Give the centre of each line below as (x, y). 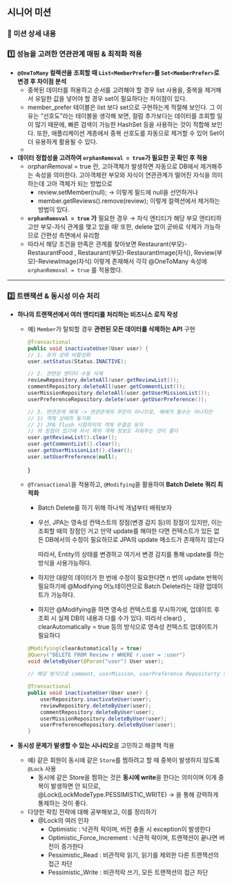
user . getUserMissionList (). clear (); (80, 451)
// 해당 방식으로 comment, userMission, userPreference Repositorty (124, 674)
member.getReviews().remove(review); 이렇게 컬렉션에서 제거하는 (129, 201)
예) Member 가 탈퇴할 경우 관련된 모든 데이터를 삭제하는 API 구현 (111, 329)
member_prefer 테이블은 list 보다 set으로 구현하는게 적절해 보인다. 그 (121, 107)
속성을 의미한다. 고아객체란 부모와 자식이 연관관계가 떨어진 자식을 (123, 175)
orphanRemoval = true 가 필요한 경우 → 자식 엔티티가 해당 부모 (113, 218)
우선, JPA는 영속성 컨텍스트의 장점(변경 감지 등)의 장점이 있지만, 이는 (130, 522)
